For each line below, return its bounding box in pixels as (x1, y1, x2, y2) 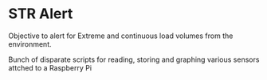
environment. (8, 39, 52, 48)
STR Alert (8, 5, 73, 23)
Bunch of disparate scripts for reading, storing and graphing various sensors (8, 55, 260, 64)
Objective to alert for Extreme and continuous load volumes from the (8, 31, 234, 40)
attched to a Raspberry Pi (8, 63, 92, 72)
